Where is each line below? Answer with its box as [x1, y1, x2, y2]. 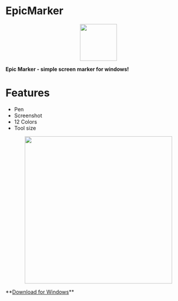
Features [5, 87, 50, 100]
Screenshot [14, 112, 42, 119]
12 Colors [14, 118, 38, 125]
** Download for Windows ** [5, 288, 74, 295]
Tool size [14, 124, 37, 131]
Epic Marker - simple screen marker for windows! [5, 65, 129, 72]
